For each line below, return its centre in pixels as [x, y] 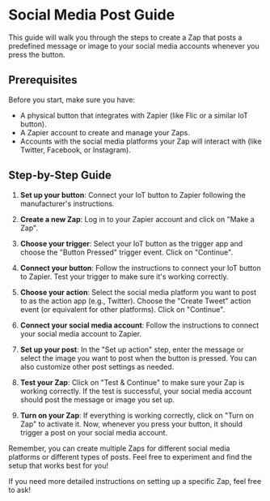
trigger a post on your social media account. [94, 432]
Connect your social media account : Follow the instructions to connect [139, 325]
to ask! [19, 490]
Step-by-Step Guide [60, 176]
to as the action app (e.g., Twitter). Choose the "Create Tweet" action [135, 301]
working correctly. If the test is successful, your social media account [136, 391]
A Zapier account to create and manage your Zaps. [105, 132]
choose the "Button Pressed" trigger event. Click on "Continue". [126, 252]
